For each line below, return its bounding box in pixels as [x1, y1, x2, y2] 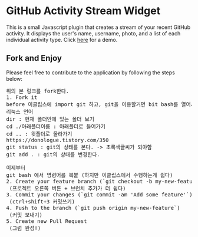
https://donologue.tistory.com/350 [6, 137, 109, 143]
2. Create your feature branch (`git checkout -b [6, 178, 153, 185]
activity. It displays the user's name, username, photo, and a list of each [6, 29, 181, 37]
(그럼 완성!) [9, 225, 41, 231]
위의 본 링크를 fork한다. [6, 87, 70, 94]
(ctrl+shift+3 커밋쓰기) [9, 198, 75, 205]
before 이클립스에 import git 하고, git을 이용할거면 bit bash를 [6, 101, 179, 107]
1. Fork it [6, 94, 38, 101]
